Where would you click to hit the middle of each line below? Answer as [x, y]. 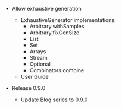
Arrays [38, 52]
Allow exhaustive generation [46, 9]
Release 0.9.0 [29, 88]
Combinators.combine [57, 70]
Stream [38, 58]
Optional [40, 64]
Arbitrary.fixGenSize [54, 33]
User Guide [35, 77]
